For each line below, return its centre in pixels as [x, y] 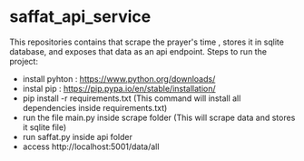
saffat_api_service [80, 17]
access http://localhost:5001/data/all [91, 146]
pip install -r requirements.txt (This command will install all [132, 98]
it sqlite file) [44, 127]
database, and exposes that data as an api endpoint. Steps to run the [138, 51]
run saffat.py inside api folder [78, 136]
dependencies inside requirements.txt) [95, 107]
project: [24, 61]
